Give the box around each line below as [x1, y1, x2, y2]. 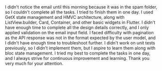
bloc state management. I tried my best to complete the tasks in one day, [5, 50, 151, 56]
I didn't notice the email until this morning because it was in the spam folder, [5, 4, 158, 10]
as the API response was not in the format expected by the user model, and [5, 35, 156, 41]
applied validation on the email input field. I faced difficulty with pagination [5, 30, 154, 35]
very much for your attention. [5, 60, 64, 66]
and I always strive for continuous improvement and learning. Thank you [5, 56, 149, 61]
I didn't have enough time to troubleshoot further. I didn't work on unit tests [5, 40, 155, 45]
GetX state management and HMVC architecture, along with [5, 14, 125, 20]
